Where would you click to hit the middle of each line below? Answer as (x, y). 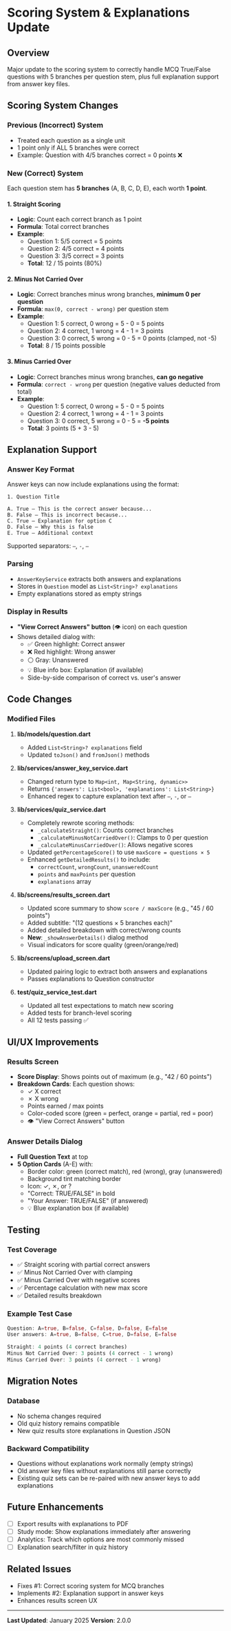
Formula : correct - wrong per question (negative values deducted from (119, 384)
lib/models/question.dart (54, 734)
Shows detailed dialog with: (56, 636)
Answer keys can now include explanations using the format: (93, 485)
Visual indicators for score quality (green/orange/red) (103, 944)
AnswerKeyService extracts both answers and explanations (99, 579)
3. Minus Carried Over (40, 361)
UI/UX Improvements (53, 1042)
